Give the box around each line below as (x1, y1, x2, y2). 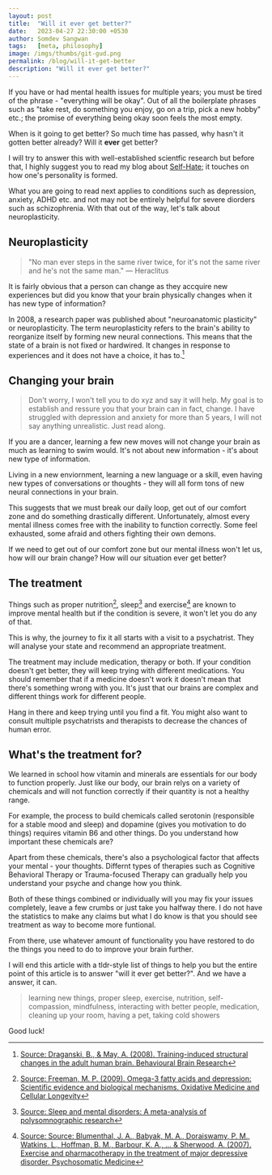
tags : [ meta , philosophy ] (8, 42, 104, 50)
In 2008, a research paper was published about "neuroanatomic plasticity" (8, 314, 257, 324)
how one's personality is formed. (8, 170, 118, 179)
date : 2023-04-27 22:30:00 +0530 (8, 27, 129, 35)
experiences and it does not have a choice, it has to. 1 (8, 348, 185, 360)
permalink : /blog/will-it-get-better (8, 58, 136, 66)
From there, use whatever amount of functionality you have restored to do (8, 935, 255, 946)
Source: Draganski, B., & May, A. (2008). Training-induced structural (19, 1049, 249, 1060)
